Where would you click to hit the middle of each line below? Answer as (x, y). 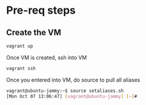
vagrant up (20, 46)
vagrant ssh (21, 68)
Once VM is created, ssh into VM (47, 57)
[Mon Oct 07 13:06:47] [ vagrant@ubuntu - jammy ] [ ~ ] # (72, 96)
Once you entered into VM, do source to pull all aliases (73, 80)
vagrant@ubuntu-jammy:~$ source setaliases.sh (65, 91)
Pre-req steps (41, 10)
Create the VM (34, 33)
